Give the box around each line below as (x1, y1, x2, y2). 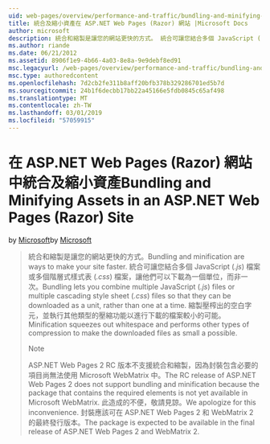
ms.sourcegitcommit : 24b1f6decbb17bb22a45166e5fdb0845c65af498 (8, 86, 225, 95)
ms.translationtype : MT (8, 94, 88, 102)
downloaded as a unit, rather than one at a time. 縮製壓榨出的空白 (27, 300, 245, 310)
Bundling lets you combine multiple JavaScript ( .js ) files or (42, 282, 235, 291)
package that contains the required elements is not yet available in (27, 388, 248, 397)
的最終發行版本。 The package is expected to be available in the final (27, 417, 256, 427)
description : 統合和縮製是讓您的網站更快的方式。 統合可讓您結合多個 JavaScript (8, 34, 255, 43)
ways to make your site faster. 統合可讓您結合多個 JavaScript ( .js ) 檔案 (27, 261, 261, 271)
